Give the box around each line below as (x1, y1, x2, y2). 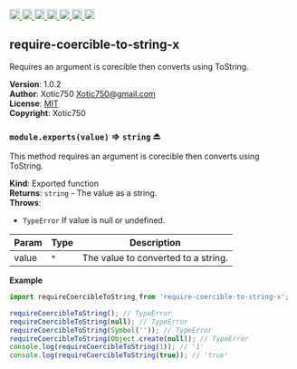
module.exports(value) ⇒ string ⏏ (9, 130, 161, 142)
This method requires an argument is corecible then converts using (9, 151, 260, 162)
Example (9, 275, 43, 286)
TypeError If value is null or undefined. (22, 215, 166, 226)
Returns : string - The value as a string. (9, 188, 158, 199)
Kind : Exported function (9, 178, 100, 189)
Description (129, 237, 181, 249)
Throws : (9, 198, 42, 209)
